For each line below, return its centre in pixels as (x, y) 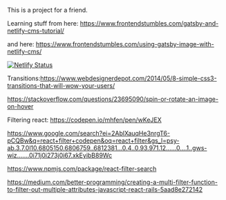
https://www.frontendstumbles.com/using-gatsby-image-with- (125, 44)
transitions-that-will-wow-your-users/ (61, 85)
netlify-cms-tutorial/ (36, 31)
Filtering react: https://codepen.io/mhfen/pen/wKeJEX (84, 120)
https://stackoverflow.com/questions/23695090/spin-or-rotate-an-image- (113, 99)
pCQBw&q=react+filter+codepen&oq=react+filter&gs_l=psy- (93, 140)
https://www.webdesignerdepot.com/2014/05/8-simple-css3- (129, 78)
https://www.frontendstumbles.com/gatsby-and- (149, 23)
